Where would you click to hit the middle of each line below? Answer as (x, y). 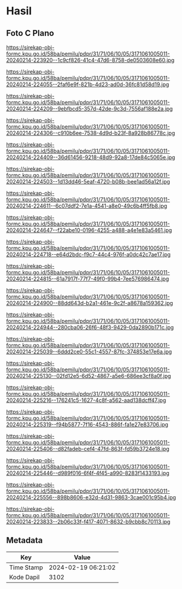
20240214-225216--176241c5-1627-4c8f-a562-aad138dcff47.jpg (86, 400)
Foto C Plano (30, 33)
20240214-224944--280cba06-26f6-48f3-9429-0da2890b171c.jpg (90, 327)
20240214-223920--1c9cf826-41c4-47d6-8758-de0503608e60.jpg (90, 60)
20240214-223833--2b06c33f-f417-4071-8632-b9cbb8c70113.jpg (88, 522)
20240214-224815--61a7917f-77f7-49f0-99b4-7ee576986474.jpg (87, 279)
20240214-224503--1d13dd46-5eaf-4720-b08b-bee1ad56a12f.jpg (88, 181)
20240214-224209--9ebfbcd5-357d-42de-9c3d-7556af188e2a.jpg (90, 109)
